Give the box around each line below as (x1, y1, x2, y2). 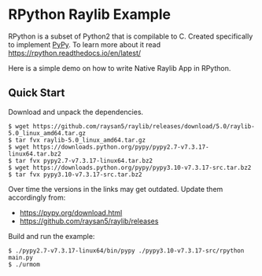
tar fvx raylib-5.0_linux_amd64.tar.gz (15, 136, 146, 144)
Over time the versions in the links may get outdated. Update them (8, 184, 223, 193)
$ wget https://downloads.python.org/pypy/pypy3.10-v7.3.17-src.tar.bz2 (8, 164, 252, 171)
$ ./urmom (8, 260, 41, 268)
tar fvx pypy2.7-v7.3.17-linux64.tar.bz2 (15, 156, 153, 164)
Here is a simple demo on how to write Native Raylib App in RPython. (8, 63, 231, 72)
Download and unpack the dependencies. (8, 107, 144, 116)
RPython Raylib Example (8, 6, 172, 24)
